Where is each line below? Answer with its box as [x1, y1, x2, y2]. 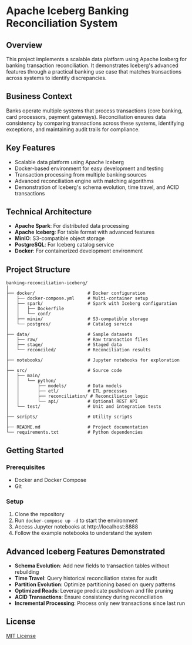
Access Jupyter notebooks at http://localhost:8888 [14, 523, 139, 530]
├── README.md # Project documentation [6, 424, 149, 430]
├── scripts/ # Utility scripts [6, 414, 133, 420]
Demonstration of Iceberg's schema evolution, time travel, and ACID [14, 184, 179, 191]
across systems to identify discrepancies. [6, 75, 107, 81]
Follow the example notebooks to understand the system [14, 530, 152, 537]
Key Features [6, 143, 56, 153]
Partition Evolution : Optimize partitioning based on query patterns [14, 581, 176, 588]
